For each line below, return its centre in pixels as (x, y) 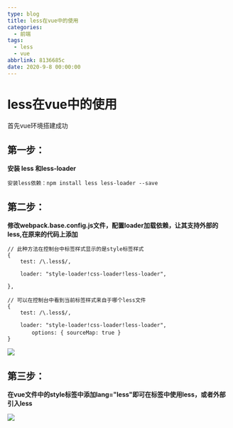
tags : (15, 41)
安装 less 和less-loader (42, 169)
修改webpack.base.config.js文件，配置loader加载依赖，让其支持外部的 (113, 226)
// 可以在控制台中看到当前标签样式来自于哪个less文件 (77, 301)
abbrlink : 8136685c (36, 61)
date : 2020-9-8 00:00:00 (44, 67)
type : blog (23, 14)
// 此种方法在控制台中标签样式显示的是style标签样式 (76, 249)
